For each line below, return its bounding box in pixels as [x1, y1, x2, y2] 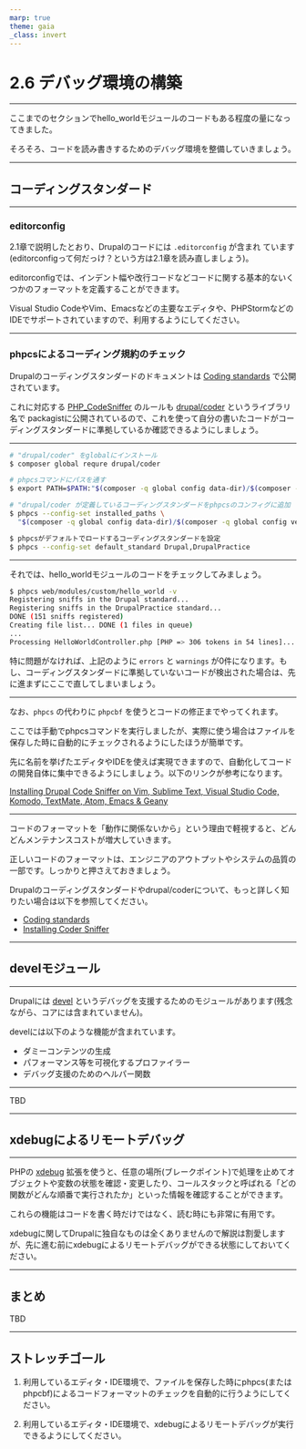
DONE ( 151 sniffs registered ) [9, 612, 125, 622]
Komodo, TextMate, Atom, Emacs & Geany [9, 795, 168, 807]
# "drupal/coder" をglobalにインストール [9, 450, 158, 460]
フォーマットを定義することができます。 [33, 283, 185, 294]
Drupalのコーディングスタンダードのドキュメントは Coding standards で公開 [9, 370, 297, 381]
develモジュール [9, 961, 101, 976]
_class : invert [9, 30, 67, 39]
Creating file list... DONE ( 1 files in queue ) [9, 621, 194, 630]
